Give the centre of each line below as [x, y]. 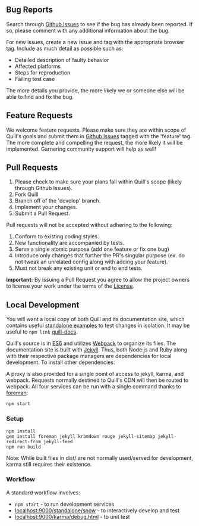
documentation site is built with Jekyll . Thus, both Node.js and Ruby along [97, 350]
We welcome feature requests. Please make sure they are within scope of [96, 130]
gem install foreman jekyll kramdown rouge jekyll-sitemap [81, 436]
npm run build [24, 447]
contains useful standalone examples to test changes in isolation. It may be [98, 326]
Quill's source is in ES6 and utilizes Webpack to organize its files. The [91, 343]
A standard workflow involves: [43, 492]
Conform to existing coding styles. [57, 236]
